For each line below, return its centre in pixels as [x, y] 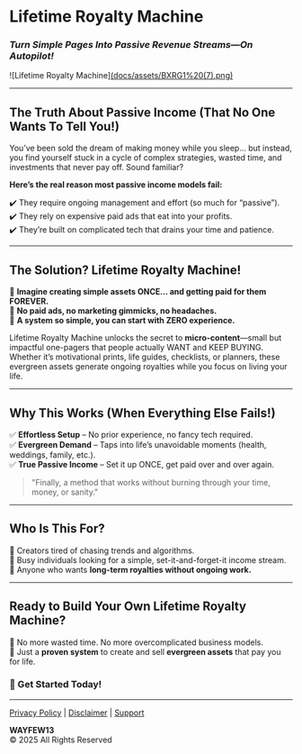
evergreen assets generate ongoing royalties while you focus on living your [148, 367]
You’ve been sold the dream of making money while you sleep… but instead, [151, 148]
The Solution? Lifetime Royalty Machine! [125, 270]
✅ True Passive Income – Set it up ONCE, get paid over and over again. [142, 464]
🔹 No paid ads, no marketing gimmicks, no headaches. [113, 311]
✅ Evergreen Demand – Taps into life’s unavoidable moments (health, [138, 444]
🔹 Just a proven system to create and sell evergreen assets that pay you [145, 651]
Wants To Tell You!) [64, 127]
